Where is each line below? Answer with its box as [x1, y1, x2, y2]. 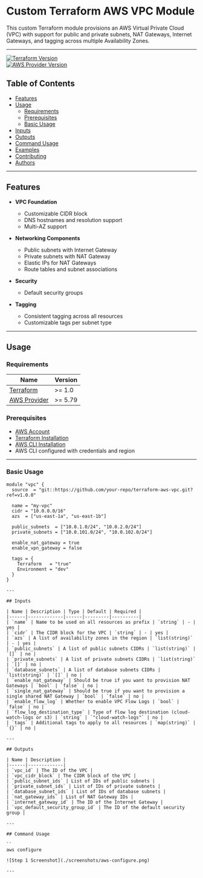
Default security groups [24, 289, 83, 296]
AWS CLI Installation [14, 441, 66, 448]
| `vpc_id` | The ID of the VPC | [6, 767, 94, 773]
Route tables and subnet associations [24, 265, 118, 273]
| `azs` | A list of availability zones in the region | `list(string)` [6, 635, 193, 641]
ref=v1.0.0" [6, 492, 36, 498]
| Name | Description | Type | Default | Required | [6, 608, 142, 615]
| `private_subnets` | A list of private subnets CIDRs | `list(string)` [6, 656, 196, 662]
